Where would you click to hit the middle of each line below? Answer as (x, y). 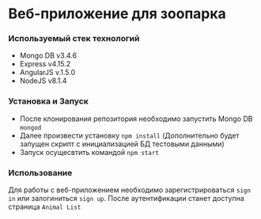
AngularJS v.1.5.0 (47, 73)
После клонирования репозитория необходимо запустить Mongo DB (136, 119)
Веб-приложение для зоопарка (117, 14)
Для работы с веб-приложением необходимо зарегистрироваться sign (130, 190)
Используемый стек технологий (74, 39)
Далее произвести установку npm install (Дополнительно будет (129, 135)
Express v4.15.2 (45, 64)
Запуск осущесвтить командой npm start (89, 152)
